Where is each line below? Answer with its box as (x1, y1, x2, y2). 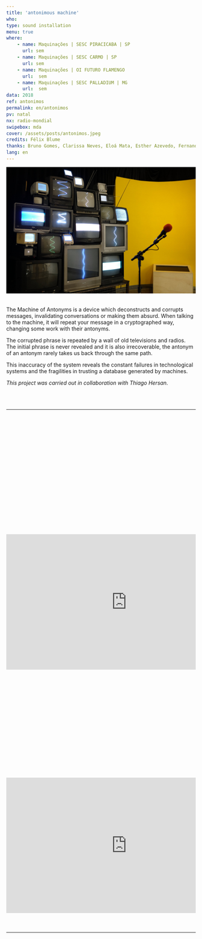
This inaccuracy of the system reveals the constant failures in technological (6, 361, 194, 368)
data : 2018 (6, 92, 34, 99)
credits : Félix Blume (6, 137, 61, 143)
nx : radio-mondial (6, 117, 52, 123)
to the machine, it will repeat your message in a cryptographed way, (6, 318, 174, 326)
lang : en (6, 149, 28, 156)
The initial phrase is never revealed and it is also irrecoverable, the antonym (6, 343, 194, 350)
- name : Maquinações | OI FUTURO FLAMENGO (17, 67, 125, 73)
